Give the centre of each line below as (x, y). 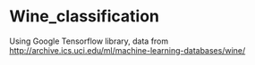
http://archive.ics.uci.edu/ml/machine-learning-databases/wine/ (127, 50)
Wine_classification (84, 16)
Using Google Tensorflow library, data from (89, 41)
